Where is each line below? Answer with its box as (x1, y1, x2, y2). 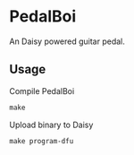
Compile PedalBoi (9, 85, 75, 96)
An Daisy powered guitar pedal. (9, 36, 125, 47)
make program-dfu (9, 136, 74, 145)
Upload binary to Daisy (9, 119, 94, 130)
